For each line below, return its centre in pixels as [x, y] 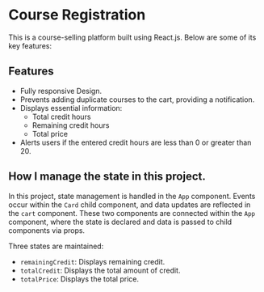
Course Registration [77, 15]
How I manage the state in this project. [107, 177]
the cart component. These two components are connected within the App [132, 213]
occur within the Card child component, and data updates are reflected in [130, 205]
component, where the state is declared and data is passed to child [120, 222]
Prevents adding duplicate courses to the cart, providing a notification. [137, 99]
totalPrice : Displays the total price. [80, 279]
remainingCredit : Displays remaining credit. [92, 261]
